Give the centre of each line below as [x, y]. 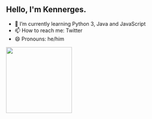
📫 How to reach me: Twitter [49, 30]
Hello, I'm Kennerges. [46, 10]
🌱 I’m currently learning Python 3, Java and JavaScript [80, 23]
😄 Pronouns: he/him [39, 39]
